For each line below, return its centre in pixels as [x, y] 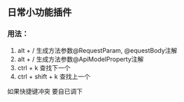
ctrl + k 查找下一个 [44, 67]
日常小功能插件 [40, 12]
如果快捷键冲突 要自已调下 [45, 91]
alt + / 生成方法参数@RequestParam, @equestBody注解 [97, 50]
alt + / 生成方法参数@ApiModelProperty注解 [80, 59]
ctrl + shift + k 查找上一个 [54, 76]
